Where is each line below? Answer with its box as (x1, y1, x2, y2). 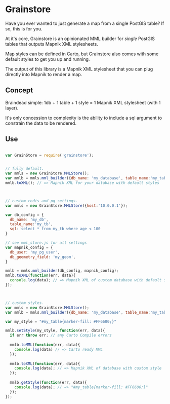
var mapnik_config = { (5, 245, 53, 250)
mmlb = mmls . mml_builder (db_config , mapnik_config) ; (5, 268, 119, 273)
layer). (5, 105, 19, 111)
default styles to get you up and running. (5, 56, 90, 62)
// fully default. (5, 166, 44, 171)
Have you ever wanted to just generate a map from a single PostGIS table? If (5, 20, 164, 26)
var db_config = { (5, 212, 44, 217)
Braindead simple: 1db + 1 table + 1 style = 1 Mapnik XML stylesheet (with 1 (5, 99, 161, 105)
